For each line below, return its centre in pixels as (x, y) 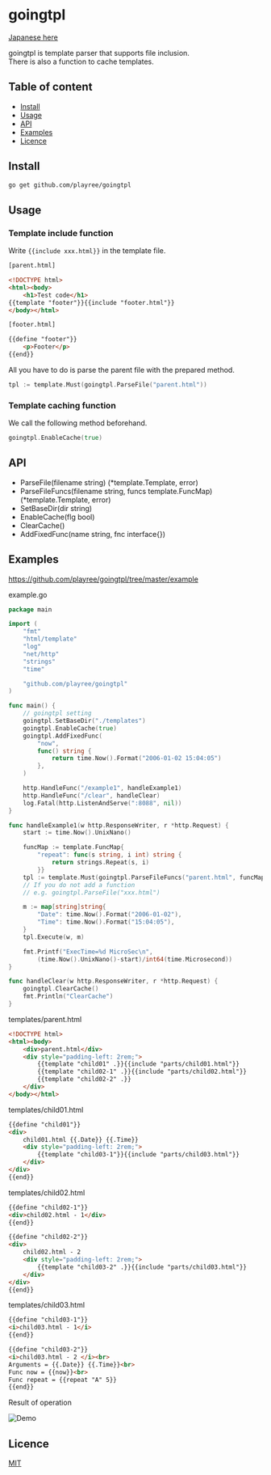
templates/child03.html (47, 1305)
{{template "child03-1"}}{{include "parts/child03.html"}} (139, 1155)
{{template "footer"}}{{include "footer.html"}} (92, 302)
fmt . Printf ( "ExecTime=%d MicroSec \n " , (88, 952)
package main (30, 609)
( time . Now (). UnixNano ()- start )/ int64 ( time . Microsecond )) (135, 959)
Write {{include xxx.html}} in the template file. (87, 251)
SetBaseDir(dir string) (56, 508)
